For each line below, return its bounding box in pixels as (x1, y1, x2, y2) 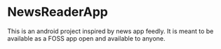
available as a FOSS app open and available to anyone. (7, 34, 166, 42)
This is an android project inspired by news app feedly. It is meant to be (7, 27, 214, 35)
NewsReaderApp (7, 4, 109, 20)
